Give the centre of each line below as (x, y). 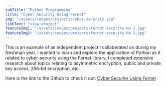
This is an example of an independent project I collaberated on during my (81, 47)
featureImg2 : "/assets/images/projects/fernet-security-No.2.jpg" (76, 33)
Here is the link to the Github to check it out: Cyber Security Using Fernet (81, 78)
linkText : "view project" (32, 24)
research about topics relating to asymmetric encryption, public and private (83, 63)
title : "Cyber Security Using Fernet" (46, 14)
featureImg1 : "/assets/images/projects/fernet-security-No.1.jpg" (76, 28)
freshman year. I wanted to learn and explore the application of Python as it (83, 52)
